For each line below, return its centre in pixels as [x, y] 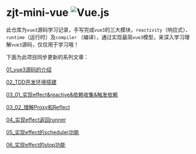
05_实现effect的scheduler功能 [43, 132]
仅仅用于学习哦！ [58, 44]
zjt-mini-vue [37, 13]
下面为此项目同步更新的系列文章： [48, 57]
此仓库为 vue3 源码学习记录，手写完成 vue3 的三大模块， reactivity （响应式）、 [98, 30]
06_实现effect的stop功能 [36, 145]
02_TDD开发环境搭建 [32, 82]
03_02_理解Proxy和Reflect [38, 107]
